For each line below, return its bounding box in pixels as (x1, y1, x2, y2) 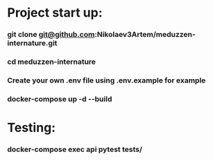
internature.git (7, 38, 58, 48)
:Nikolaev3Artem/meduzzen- (94, 30, 196, 40)
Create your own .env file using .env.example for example (7, 75, 206, 85)
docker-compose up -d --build (7, 94, 112, 103)
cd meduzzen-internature (7, 57, 96, 67)
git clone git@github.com (7, 30, 95, 40)
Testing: (7, 120, 56, 136)
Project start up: (7, 5, 103, 21)
